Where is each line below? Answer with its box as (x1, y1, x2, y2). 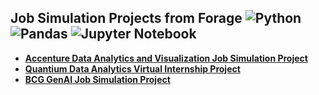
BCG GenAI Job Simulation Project (24, 73, 171, 85)
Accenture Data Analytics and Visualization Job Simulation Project (24, 52, 308, 64)
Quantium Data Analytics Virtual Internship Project (24, 62, 241, 75)
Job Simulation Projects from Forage (10, 10, 243, 27)
